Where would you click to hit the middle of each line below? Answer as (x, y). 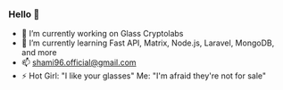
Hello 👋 (24, 14)
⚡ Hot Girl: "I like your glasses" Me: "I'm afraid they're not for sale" (144, 76)
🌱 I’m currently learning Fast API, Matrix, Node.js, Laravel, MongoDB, (148, 43)
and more (39, 53)
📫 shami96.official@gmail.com (79, 62)
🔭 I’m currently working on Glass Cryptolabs (102, 34)
